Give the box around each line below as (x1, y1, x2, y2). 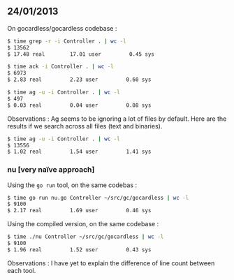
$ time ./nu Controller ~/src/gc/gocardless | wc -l (7, 233, 164, 240)
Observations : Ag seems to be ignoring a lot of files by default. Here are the (7, 115, 227, 123)
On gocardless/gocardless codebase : (7, 24, 117, 32)
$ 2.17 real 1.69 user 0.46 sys (7, 207, 152, 214)
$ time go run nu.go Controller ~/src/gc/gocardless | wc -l (7, 194, 189, 201)
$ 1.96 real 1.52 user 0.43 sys (7, 246, 152, 253)
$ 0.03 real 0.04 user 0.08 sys (7, 101, 152, 109)
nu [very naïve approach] (7, 165, 95, 175)
